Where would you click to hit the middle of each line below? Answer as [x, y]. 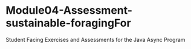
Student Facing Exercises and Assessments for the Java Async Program [95, 39]
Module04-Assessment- [69, 10]
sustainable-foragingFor [68, 23]
